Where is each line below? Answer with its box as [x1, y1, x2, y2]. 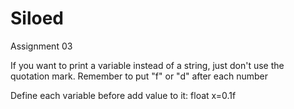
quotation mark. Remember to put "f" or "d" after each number [10, 70, 269, 82]
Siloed [10, 7, 65, 30]
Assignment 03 [10, 40, 73, 52]
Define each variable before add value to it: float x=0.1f [10, 89, 237, 101]
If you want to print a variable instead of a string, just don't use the [10, 59, 285, 71]
